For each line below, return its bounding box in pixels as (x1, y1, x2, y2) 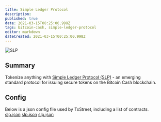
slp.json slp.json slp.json (5, 111, 54, 117)
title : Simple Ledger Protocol (5, 7, 68, 12)
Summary (5, 61, 35, 70)
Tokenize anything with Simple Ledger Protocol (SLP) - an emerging (5, 74, 141, 80)
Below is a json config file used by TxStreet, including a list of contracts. (5, 106, 149, 112)
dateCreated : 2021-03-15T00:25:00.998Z (5, 34, 86, 39)
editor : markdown (5, 30, 40, 34)
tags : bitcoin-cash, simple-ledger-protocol (5, 25, 97, 30)
